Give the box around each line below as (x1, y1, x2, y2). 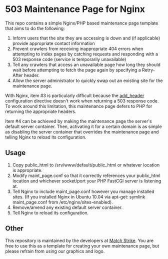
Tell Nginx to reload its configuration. (12, 209, 89, 215)
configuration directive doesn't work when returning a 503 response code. (5, 97, 159, 103)
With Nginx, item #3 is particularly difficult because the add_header (5, 92, 144, 98)
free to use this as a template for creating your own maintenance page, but (5, 242, 159, 248)
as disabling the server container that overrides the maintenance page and (5, 128, 159, 134)
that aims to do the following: (5, 25, 65, 31)
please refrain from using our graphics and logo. (5, 248, 105, 254)
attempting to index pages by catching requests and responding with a (12, 51, 158, 57)
